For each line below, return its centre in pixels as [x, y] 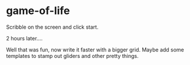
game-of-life [38, 11]
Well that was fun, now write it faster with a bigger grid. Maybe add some [95, 49]
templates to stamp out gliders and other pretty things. [72, 56]
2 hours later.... [24, 38]
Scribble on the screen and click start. [52, 27]
